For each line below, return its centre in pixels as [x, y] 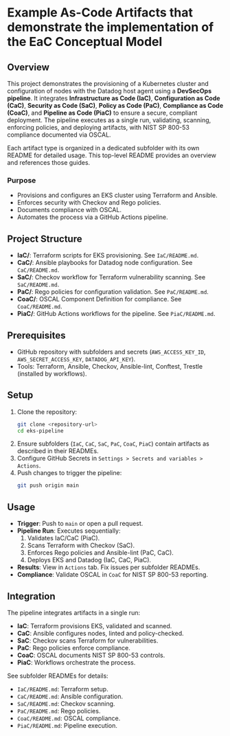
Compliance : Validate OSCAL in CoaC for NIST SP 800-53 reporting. [112, 575]
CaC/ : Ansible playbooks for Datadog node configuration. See [105, 263]
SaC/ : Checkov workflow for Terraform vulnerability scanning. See [111, 277]
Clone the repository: [47, 412]
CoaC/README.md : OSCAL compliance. [69, 718]
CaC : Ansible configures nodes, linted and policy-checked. [100, 633]
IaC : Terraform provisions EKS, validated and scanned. [94, 625]
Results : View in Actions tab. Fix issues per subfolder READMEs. [108, 567]
